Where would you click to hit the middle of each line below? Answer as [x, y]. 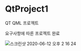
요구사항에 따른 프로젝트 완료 [32, 33]
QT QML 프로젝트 [22, 23]
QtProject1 [27, 9]
